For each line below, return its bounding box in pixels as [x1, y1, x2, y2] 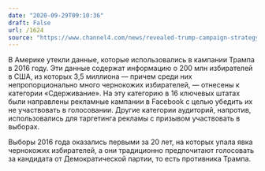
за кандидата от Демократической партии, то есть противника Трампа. [8, 154, 251, 164]
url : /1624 [8, 26, 44, 34]
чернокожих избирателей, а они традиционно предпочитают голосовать [8, 146, 255, 155]
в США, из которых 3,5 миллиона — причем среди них [8, 72, 193, 81]
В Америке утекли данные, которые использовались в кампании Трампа [8, 55, 255, 65]
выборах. [8, 122, 40, 132]
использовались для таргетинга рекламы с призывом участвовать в [8, 113, 241, 123]
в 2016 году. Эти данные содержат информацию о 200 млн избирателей [8, 64, 253, 73]
